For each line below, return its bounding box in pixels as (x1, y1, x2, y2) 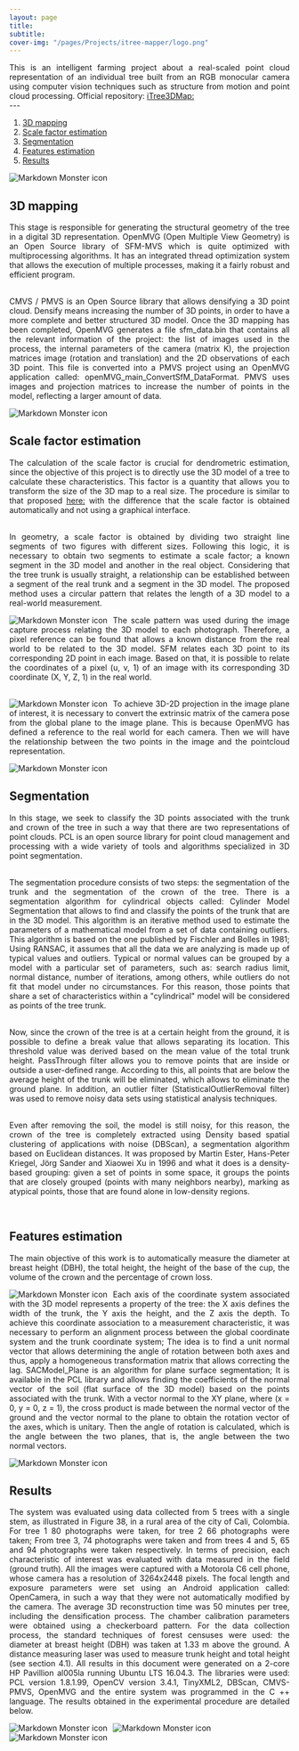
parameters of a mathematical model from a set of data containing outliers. (9, 924, 290, 935)
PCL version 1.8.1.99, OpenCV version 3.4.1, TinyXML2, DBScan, (9, 1677, 260, 1688)
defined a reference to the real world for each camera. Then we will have (9, 727, 290, 737)
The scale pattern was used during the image (112, 615, 290, 625)
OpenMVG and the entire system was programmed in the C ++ (38, 1687, 290, 1698)
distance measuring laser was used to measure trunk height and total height (9, 1649, 290, 1659)
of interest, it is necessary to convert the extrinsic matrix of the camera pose (9, 707, 290, 718)
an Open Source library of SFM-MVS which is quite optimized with (9, 241, 290, 252)
